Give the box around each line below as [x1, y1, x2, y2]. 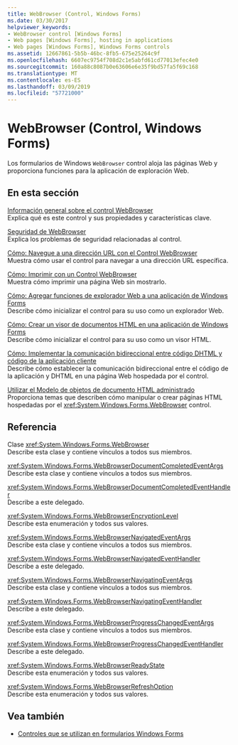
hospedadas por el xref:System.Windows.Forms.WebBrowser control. [7, 400, 212, 409]
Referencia [7, 421, 57, 434]
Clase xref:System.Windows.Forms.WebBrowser [7, 440, 149, 449]
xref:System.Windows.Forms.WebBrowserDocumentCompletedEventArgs [7, 461, 224, 470]
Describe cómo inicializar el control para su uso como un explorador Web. [7, 306, 225, 315]
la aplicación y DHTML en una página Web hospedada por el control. [7, 371, 209, 380]
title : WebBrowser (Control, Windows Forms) [7, 10, 141, 18]
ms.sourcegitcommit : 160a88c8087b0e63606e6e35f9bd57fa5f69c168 [7, 63, 199, 70]
